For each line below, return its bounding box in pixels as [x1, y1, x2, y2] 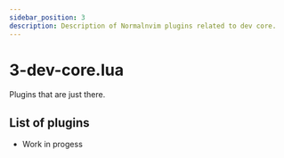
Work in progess [21, 139, 83, 150]
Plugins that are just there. [9, 89, 106, 100]
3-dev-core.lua [9, 60, 125, 80]
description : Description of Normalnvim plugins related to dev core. [9, 21, 277, 30]
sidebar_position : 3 [9, 12, 86, 22]
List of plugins [9, 115, 90, 130]
